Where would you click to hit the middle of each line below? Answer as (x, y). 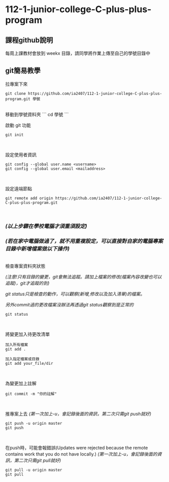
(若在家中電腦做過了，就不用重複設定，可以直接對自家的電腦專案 (84, 241)
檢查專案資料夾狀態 (25, 266)
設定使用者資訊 (21, 154)
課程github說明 (29, 40)
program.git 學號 (23, 99)
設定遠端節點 (19, 188)
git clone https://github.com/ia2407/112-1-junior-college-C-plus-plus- (84, 93)
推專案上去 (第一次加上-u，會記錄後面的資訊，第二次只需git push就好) (78, 414)
